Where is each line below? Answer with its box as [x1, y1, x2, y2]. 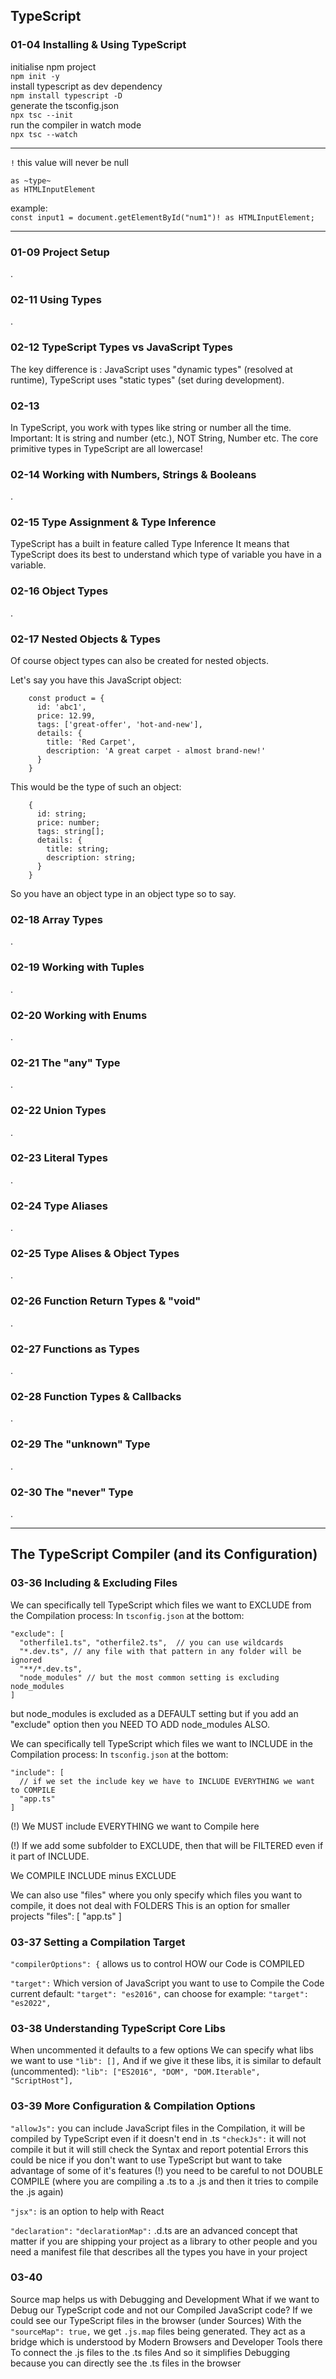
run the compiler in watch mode [10, 119, 142, 131]
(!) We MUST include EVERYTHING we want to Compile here [10, 1820, 260, 1832]
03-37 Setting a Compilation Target [10, 1935, 186, 1949]
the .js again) [10, 2185, 64, 2198]
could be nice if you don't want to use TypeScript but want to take [10, 2154, 283, 2166]
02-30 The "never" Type [10, 1485, 134, 1499]
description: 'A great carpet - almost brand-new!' [46, 746, 267, 756]
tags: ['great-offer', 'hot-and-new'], [36, 720, 203, 730]
